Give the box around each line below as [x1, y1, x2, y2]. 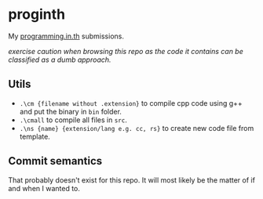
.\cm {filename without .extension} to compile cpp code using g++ [19, 98, 243, 107]
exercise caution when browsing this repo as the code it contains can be [8, 46, 243, 56]
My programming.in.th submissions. [8, 31, 124, 41]
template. [19, 132, 51, 141]
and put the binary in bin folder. [19, 107, 122, 116]
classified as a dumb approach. [8, 55, 111, 64]
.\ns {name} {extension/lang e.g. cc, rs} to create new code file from [19, 123, 254, 132]
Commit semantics [8, 154, 103, 168]
